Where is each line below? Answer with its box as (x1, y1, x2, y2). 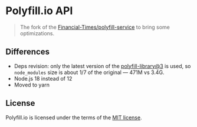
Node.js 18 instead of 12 (14, 75, 73, 82)
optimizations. (19, 29, 55, 36)
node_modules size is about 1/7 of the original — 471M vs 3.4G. (14, 69, 165, 76)
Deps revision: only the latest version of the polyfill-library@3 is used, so (14, 62, 191, 69)
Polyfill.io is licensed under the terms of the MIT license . (5, 113, 142, 121)
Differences (5, 47, 50, 57)
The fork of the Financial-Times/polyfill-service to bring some (19, 24, 170, 31)
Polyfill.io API (5, 4, 73, 18)
